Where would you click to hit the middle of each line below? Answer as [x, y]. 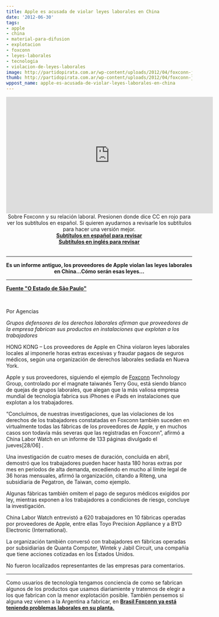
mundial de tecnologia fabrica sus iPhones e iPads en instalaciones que [93, 396]
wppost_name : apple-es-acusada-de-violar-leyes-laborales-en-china [91, 83]
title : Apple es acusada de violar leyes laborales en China [83, 12]
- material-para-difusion [38, 39]
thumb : [14, 78]
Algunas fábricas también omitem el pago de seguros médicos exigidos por [98, 493]
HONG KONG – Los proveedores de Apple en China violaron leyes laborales [98, 347]
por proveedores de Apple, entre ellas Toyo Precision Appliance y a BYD [94, 524]
